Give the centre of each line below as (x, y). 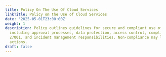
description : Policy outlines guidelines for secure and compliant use (80, 28)
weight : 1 (15, 24)
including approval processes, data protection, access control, (78, 33)
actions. (19, 42)
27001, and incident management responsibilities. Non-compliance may (84, 38)
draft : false (19, 47)
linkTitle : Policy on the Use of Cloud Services (56, 14)
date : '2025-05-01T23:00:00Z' (36, 19)
